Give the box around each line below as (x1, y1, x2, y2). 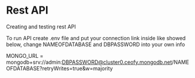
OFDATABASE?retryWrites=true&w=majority (6, 64, 113, 71)
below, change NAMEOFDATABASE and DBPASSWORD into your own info (6, 41, 186, 48)
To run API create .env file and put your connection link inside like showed (6, 34, 186, 41)
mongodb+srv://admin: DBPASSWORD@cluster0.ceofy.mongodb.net (6, 58, 173, 66)
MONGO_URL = (6, 52, 44, 59)
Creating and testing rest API (6, 23, 77, 30)
